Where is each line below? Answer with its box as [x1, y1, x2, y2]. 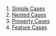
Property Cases [11, 18, 50, 24]
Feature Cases [11, 24, 47, 31]
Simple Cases [11, 5, 45, 12]
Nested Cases [11, 11, 47, 18]
